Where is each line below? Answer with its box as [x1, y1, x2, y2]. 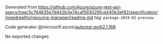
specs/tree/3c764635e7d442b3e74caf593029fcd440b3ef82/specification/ [5, 9, 158, 15]
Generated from [5, 4, 38, 10]
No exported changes [5, 34, 49, 39]
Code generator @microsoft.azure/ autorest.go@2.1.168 [5, 24, 116, 30]
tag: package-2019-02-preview [94, 15, 154, 20]
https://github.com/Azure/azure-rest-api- [38, 4, 121, 10]
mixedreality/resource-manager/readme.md [5, 15, 93, 20]
